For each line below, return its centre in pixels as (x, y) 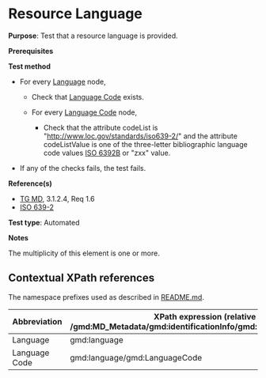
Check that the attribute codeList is (101, 127)
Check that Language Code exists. (88, 96)
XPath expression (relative (205, 316)
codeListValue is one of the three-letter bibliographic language (145, 144)
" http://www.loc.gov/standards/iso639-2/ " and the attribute (140, 136)
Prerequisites (31, 51)
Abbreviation (37, 321)
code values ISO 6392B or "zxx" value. (107, 153)
